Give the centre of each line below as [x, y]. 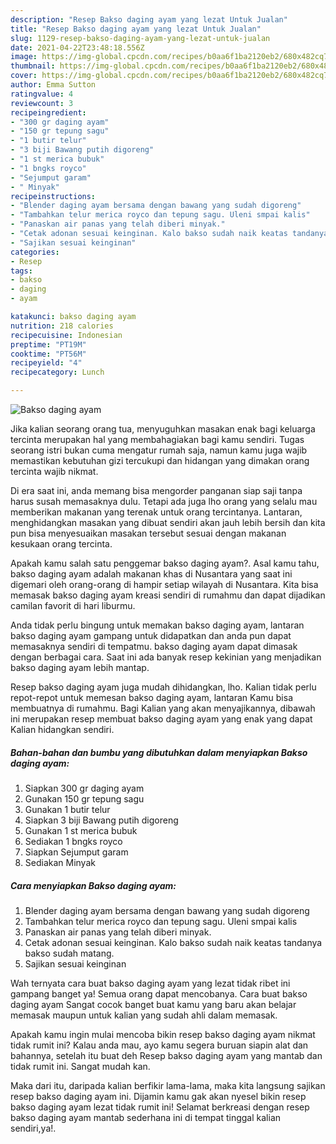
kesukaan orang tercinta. [61, 544]
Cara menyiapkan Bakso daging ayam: [93, 885]
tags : [21, 271]
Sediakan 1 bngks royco [73, 841]
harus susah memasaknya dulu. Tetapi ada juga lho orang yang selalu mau [164, 501]
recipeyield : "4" [46, 363]
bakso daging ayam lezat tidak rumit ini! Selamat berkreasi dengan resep [160, 1107]
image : [24, 57]
